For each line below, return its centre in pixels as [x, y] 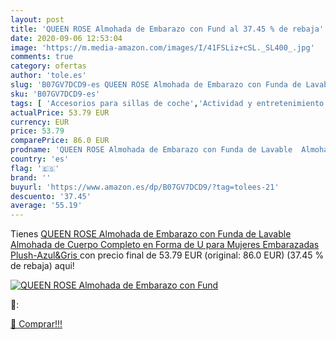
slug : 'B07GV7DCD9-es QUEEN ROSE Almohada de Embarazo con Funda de [156, 85]
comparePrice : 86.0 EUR [60, 141]
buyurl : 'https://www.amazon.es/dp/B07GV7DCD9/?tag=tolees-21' [145, 187]
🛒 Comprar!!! [36, 324]
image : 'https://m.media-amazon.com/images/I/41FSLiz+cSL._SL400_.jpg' [162, 47]
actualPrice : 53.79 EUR [60, 112]
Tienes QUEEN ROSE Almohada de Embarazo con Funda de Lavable [151, 234]
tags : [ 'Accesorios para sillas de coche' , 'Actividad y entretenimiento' [169, 103]
